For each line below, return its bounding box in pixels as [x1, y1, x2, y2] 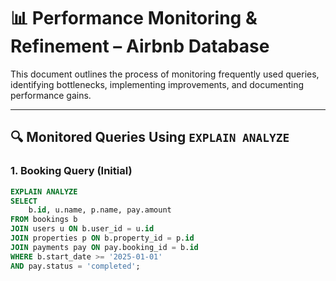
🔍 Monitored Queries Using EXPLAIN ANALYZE [10, 129, 290, 146]
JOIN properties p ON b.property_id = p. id [10, 233, 195, 243]
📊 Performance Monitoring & [10, 7, 258, 30]
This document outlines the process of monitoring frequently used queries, [10, 68, 320, 80]
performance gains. [10, 89, 92, 101]
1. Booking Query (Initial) [10, 164, 133, 178]
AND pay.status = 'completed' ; [10, 261, 141, 271]
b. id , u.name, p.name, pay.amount [28, 205, 172, 215]
